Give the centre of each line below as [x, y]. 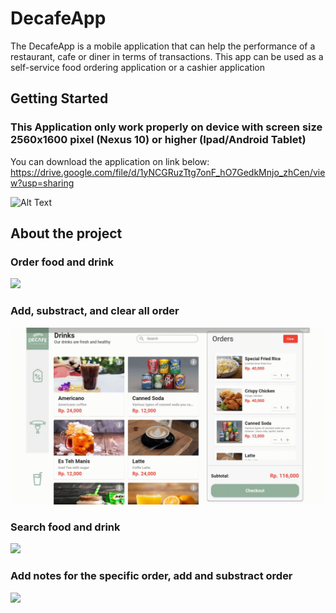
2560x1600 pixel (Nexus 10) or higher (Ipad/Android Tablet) [158, 140]
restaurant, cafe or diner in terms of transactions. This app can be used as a [167, 56]
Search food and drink [65, 527]
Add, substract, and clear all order [95, 311]
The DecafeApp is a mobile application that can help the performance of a [163, 46]
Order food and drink [62, 262]
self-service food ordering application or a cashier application [137, 67]
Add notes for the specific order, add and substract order [151, 576]
